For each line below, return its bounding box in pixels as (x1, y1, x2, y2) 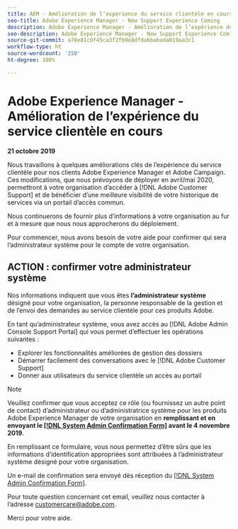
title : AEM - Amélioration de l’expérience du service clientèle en (7, 10, 214, 18)
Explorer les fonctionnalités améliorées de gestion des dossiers (17, 348, 203, 357)
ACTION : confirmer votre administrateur (7, 261, 191, 273)
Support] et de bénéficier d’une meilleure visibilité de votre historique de (7, 190, 219, 199)
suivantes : (7, 334, 39, 343)
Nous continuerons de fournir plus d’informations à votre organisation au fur (7, 212, 230, 220)
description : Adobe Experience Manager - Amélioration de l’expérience (7, 23, 223, 30)
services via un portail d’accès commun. (7, 198, 125, 206)
